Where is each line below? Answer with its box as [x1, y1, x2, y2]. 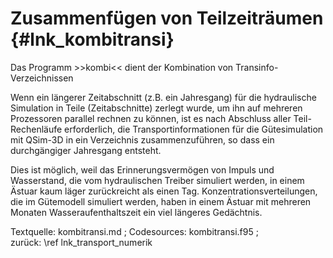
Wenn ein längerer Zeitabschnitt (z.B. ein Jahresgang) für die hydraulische [10, 91, 317, 103]
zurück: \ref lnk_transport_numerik [10, 236, 153, 248]
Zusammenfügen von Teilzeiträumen [10, 7, 324, 30]
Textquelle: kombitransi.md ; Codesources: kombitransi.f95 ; [10, 225, 259, 237]
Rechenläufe [10, 123, 63, 135]
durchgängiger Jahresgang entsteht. [10, 144, 162, 156]
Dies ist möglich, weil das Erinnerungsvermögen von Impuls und [10, 163, 275, 176]
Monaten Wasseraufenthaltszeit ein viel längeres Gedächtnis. [10, 206, 263, 218]
